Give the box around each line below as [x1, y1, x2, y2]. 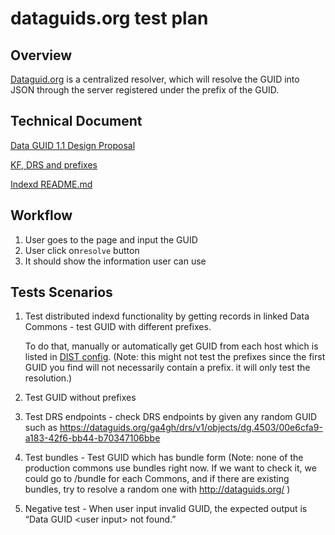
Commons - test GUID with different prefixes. [24, 321, 212, 333]
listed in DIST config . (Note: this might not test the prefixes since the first [24, 351, 326, 363]
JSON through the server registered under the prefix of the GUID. [10, 84, 280, 96]
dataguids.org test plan [10, 7, 209, 30]
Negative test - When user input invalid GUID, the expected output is [24, 503, 308, 515]
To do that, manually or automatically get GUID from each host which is [24, 340, 319, 352]
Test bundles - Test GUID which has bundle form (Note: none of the [24, 452, 304, 464]
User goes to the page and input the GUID [24, 233, 198, 246]
